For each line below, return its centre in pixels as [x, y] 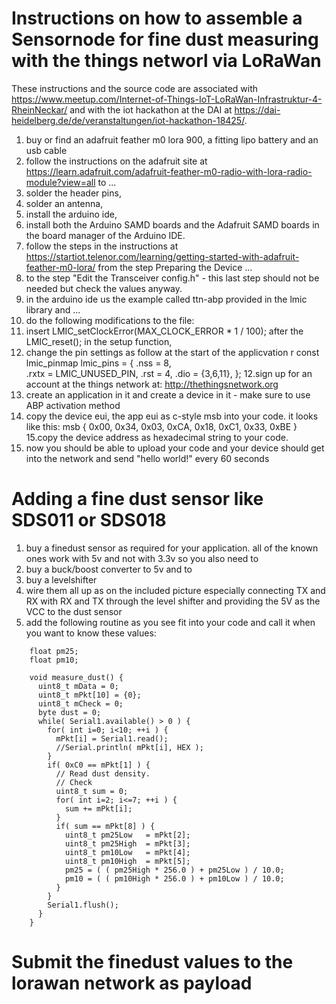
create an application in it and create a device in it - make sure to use [168, 394]
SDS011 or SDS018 [89, 520]
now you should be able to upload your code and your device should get [175, 448]
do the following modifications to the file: [110, 320]
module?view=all [60, 182]
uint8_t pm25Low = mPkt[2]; [127, 835]
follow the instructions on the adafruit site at [116, 161]
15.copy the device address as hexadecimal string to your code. [157, 437]
